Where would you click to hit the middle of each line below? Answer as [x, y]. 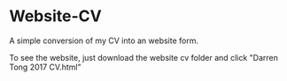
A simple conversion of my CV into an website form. [104, 40]
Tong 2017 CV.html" [45, 67]
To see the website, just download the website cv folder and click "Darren [144, 57]
